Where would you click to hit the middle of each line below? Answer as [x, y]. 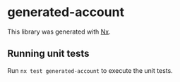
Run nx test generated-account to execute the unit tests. [90, 70]
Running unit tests [48, 54]
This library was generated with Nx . [59, 32]
